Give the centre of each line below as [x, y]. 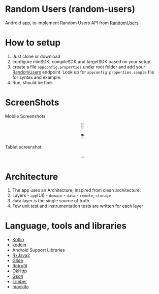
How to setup [33, 43]
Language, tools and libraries [66, 226]
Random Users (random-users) [70, 9]
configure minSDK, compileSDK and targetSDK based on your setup [81, 61]
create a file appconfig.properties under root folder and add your [79, 67]
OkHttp [19, 271]
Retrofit [20, 266]
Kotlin [18, 240]
